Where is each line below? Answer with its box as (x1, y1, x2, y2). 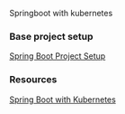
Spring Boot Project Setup (9, 51, 106, 62)
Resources (9, 73, 58, 86)
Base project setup (9, 30, 94, 43)
